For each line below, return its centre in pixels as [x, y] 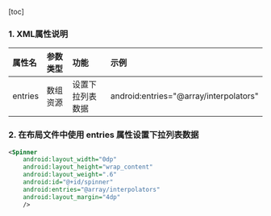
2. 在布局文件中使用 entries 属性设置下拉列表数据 [104, 135]
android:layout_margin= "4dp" [72, 197]
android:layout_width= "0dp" [70, 160]
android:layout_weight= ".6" [70, 175]
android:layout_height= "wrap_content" [88, 167]
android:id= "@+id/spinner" [68, 182]
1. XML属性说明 [38, 34]
